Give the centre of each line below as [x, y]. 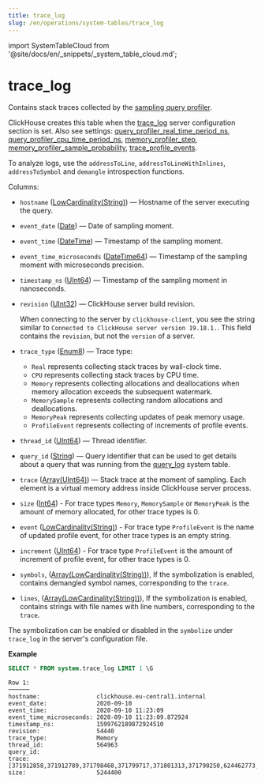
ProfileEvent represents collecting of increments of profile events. [140, 425]
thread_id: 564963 [63, 745]
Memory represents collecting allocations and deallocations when [135, 383]
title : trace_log [37, 15]
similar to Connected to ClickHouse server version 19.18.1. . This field [135, 328]
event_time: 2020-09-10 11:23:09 [86, 711]
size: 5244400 [65, 773]
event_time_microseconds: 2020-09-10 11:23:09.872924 [99, 717]
